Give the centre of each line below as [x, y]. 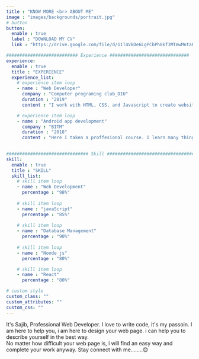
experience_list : [33, 78]
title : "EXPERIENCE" [38, 72]
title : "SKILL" [31, 170]
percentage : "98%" [46, 193]
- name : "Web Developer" [49, 89]
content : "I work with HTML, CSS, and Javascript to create [99, 105]
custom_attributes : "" [34, 302]
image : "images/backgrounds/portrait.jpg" [61, 17]
